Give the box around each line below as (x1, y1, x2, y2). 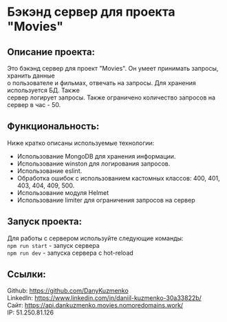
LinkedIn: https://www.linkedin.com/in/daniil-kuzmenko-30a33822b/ (7, 294, 202, 302)
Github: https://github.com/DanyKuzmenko (7, 286, 129, 295)
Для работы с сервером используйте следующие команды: (7, 234, 184, 242)
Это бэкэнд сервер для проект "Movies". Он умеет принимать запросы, (7, 65, 219, 72)
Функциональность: (7, 121, 100, 133)
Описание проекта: (7, 46, 95, 58)
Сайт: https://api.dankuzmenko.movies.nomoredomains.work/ (7, 301, 184, 310)
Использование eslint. (17, 166, 83, 175)
